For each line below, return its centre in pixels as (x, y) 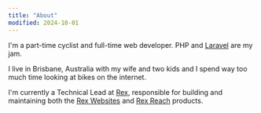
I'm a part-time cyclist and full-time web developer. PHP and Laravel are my (130, 45)
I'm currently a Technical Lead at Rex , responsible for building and (115, 92)
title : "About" (33, 15)
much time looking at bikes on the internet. (77, 77)
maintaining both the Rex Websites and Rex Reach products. (106, 100)
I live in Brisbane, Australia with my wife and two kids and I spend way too (128, 68)
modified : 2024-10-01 (44, 23)
